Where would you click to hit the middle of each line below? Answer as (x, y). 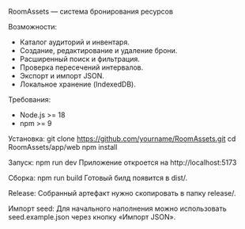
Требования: (30, 99)
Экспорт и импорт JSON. (62, 76)
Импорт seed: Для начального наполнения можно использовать (117, 208)
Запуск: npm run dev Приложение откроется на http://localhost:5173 (122, 162)
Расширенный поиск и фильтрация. (80, 59)
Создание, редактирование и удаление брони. (98, 50)
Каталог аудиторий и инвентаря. (75, 42)
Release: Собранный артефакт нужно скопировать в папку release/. (122, 193)
